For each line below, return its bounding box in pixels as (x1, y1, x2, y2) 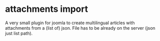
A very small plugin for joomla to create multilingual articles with (5, 20, 135, 26)
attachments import (5, 3, 88, 15)
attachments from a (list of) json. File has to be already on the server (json (5, 25, 156, 31)
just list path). (5, 30, 33, 36)
